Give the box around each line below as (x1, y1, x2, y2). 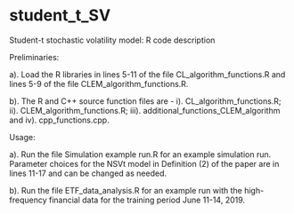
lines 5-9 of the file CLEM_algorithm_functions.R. (9, 78, 189, 89)
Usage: (9, 131, 36, 142)
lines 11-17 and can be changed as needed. (9, 168, 167, 178)
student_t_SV (9, 5, 111, 26)
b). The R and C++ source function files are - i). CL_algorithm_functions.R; (9, 95, 282, 107)
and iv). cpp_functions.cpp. (9, 115, 110, 125)
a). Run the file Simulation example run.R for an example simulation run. (9, 148, 272, 160)
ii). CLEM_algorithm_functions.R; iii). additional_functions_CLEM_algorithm (9, 105, 281, 115)
